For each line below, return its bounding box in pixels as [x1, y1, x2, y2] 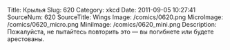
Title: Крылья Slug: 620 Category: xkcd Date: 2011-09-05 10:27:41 [7, 6, 195, 14]
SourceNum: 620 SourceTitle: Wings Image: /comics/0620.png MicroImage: [7, 13, 223, 21]
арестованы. [7, 35, 45, 43]
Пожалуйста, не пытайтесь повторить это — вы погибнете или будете [7, 27, 214, 36]
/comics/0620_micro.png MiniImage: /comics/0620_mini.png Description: [7, 21, 217, 28]
